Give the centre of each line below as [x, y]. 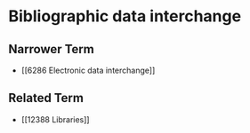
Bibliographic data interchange [125, 16]
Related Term [46, 98]
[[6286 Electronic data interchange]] [88, 70]
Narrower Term [51, 49]
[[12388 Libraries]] [55, 119]
